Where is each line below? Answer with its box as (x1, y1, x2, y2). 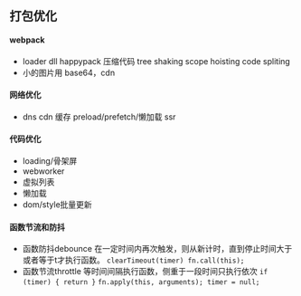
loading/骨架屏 (22, 156, 78, 166)
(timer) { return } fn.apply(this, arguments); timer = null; (22, 278, 260, 287)
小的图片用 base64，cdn (22, 67, 116, 78)
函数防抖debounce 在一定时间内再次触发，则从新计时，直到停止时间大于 (22, 243, 293, 254)
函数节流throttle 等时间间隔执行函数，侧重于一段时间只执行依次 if (22, 266, 268, 277)
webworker (22, 166, 65, 177)
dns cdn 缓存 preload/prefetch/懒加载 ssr (22, 111, 176, 122)
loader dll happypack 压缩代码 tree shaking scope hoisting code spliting (22, 55, 291, 66)
